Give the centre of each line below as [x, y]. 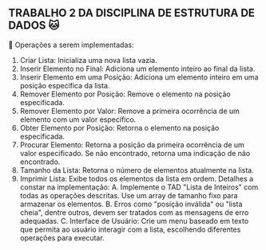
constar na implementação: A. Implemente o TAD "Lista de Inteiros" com [139, 187]
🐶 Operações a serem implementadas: [71, 45]
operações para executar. [62, 237]
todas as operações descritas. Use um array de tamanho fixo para [129, 195]
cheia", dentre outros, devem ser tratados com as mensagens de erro [134, 212]
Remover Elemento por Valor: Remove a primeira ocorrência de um [129, 111]
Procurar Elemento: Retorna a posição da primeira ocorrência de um [132, 145]
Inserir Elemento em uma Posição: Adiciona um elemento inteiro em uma [139, 77]
